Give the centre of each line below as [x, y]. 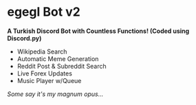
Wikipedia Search [42, 51]
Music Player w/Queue [49, 80]
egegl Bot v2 [44, 12]
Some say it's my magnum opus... [55, 94]
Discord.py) [24, 38]
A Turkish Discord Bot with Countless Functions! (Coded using [98, 31]
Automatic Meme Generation [58, 58]
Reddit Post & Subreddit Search [62, 66]
